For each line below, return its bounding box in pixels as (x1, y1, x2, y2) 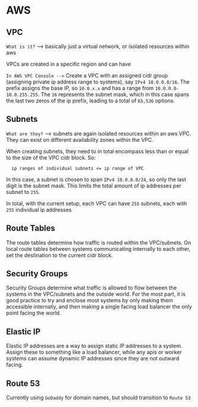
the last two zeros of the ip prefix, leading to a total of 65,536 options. (6, 97, 176, 104)
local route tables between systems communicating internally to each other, (6, 245, 191, 252)
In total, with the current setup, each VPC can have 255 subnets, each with (6, 199, 187, 207)
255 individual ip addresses (6, 206, 72, 213)
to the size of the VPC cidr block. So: (6, 154, 96, 161)
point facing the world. (6, 309, 61, 316)
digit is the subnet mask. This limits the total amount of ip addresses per (6, 182, 181, 189)
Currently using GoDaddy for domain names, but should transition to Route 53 (6, 394, 191, 401)
